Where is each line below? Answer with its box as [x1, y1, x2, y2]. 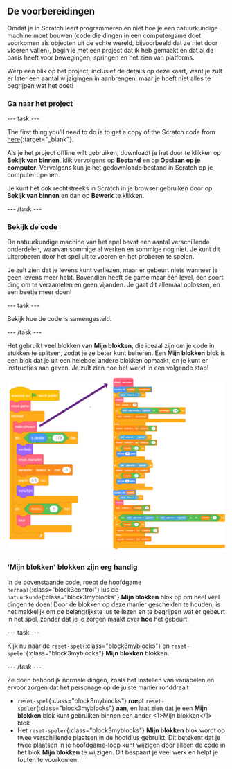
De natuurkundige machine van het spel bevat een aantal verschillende [7, 238, 210, 246]
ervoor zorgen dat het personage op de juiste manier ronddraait [7, 683, 189, 691]
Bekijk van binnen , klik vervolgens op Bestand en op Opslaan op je [7, 156, 201, 165]
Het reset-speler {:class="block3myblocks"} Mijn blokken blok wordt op [17, 726, 225, 734]
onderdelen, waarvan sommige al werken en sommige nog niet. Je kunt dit [7, 245, 220, 253]
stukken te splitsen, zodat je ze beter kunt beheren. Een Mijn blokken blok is [7, 349, 226, 357]
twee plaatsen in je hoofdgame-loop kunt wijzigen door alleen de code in [17, 741, 226, 749]
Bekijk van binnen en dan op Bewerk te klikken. [7, 192, 145, 200]
